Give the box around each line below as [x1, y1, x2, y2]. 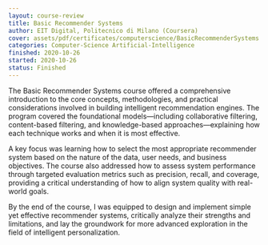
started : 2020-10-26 [8, 57, 78, 65]
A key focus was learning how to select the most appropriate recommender [8, 143, 258, 153]
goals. [28, 186, 50, 196]
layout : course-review [8, 11, 84, 20]
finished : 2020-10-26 [8, 49, 81, 57]
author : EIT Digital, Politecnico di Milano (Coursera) [8, 26, 198, 34]
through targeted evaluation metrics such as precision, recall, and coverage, [8, 169, 260, 179]
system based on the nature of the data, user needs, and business [8, 152, 227, 162]
